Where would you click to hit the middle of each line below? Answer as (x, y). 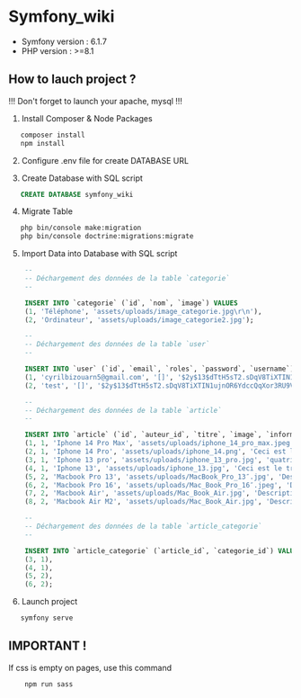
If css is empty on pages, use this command (90, 667)
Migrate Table (47, 211)
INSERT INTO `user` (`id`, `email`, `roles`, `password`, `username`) (159, 369)
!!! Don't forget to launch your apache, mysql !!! (96, 101)
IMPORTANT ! (48, 646)
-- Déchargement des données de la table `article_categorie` (143, 526)
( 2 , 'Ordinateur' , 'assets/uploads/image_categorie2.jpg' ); (139, 320)
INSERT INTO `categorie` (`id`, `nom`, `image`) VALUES (132, 303)
